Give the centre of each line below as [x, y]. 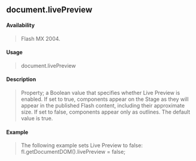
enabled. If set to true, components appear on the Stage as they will [105, 99]
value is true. [37, 118]
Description [21, 79]
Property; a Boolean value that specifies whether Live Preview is [100, 93]
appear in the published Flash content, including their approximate [103, 105]
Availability [20, 25]
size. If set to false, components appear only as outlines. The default [105, 112]
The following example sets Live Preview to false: [82, 145]
